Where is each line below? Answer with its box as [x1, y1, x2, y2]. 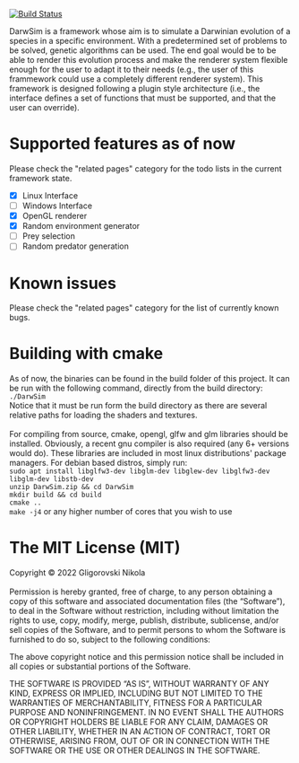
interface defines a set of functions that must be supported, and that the [9, 92, 276, 103]
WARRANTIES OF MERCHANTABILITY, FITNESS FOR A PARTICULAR [9, 697, 262, 708]
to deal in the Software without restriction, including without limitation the [9, 606, 279, 617]
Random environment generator [21, 221, 141, 232]
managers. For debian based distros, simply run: [9, 458, 188, 469]
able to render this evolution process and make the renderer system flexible [9, 55, 288, 65]
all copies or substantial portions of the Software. [9, 661, 191, 672]
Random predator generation [21, 241, 130, 251]
